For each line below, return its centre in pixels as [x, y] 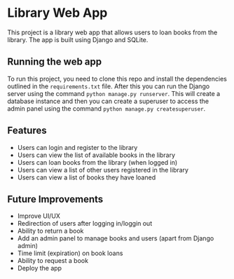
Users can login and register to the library [77, 147]
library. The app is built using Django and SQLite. [78, 39]
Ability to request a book [53, 261]
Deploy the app [39, 268]
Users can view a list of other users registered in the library [103, 170]
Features [27, 131]
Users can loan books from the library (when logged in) [97, 162]
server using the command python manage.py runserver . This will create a [114, 93]
